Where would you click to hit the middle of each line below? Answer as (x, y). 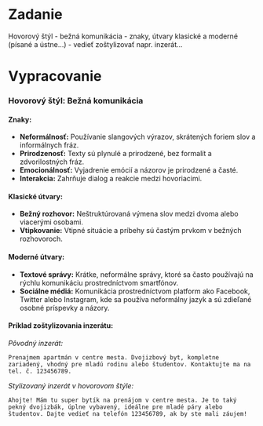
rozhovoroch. (41, 239)
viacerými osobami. (51, 222)
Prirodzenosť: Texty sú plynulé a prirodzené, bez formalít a (115, 154)
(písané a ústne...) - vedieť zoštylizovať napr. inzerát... (95, 44)
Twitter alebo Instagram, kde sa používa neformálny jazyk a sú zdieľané (135, 299)
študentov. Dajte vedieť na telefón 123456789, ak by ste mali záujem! (128, 413)
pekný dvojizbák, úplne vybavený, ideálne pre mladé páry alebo (115, 407)
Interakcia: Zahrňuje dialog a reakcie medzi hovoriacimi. (111, 179)
